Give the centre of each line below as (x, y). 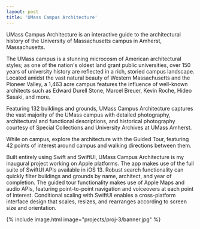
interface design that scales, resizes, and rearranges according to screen (97, 201)
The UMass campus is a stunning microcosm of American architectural (94, 59)
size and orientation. (31, 207)
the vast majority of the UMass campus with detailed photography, (88, 115)
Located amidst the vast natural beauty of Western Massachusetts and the (98, 78)
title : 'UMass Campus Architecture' (52, 17)
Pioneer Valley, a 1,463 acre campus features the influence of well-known (97, 84)
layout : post (22, 12)
